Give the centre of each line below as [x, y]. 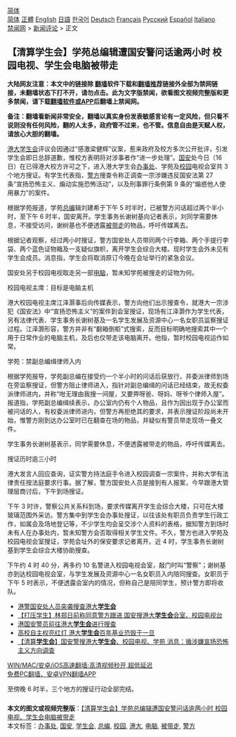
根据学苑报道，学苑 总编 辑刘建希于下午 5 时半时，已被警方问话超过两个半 [112, 207]
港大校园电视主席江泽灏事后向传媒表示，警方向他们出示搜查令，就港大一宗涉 [118, 302]
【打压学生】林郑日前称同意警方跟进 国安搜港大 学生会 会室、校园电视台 [120, 615]
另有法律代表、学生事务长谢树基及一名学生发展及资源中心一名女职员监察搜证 [118, 320]
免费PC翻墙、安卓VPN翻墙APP [52, 674]
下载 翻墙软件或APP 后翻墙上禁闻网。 [90, 101]
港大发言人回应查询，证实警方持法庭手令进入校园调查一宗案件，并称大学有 [115, 474]
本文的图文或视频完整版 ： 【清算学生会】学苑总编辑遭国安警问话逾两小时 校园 [117, 708]
